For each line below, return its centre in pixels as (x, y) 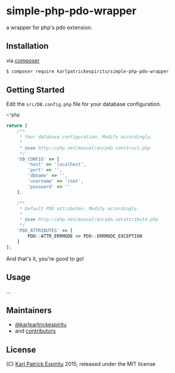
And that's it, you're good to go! (45, 258)
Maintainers (29, 310)
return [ (17, 126)
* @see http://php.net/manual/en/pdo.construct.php (85, 148)
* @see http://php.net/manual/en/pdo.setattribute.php (89, 220)
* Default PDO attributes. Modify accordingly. (79, 209)
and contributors (35, 331)
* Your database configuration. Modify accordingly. (86, 137)
